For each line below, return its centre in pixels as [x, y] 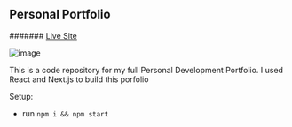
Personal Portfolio [60, 15]
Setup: [21, 96]
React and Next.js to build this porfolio [79, 79]
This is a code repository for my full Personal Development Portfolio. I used [146, 70]
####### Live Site [43, 35]
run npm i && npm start [65, 113]
